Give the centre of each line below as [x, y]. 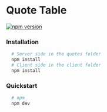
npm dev [21, 103]
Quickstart [22, 85]
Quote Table [36, 10]
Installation [23, 42]
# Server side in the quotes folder [56, 54]
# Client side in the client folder [56, 65]
